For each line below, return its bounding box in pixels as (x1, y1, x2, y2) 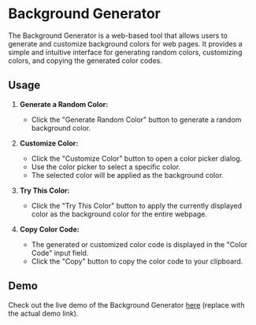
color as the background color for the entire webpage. (31, 209, 207, 219)
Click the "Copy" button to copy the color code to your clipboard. (31, 257, 243, 266)
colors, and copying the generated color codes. (8, 56, 163, 65)
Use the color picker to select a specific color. (31, 162, 181, 172)
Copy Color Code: (19, 224, 80, 234)
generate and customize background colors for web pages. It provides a (8, 39, 243, 48)
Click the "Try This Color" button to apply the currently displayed (31, 201, 243, 210)
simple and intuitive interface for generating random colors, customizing (8, 47, 243, 57)
